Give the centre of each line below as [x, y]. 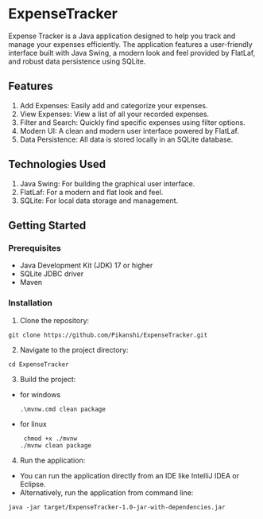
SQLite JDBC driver [52, 274]
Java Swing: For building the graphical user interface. [107, 183]
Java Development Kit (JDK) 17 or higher [86, 265]
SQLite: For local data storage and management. [99, 201]
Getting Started [47, 225]
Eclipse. [33, 484]
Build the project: [48, 379]
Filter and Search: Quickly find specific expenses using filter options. [132, 122]
